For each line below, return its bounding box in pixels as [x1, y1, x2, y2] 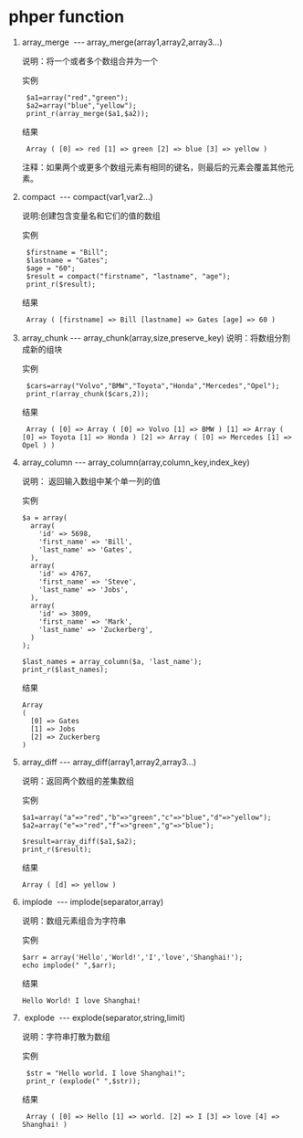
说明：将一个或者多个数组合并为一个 [21, 55, 159, 66]
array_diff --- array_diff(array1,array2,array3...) [21, 756, 197, 767]
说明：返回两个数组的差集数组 [21, 774, 134, 786]
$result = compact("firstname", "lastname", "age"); [26, 271, 231, 280]
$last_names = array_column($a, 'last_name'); [21, 657, 203, 666]
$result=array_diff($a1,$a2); [21, 837, 138, 846]
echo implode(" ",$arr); [21, 961, 117, 970]
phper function [8, 6, 125, 27]
